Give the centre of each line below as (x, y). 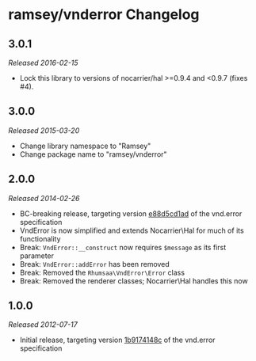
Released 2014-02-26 (44, 198)
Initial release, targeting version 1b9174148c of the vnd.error (117, 340)
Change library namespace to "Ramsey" (85, 146)
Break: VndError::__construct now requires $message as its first (123, 247)
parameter (36, 256)
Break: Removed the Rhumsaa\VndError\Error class (102, 272)
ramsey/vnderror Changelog (104, 15)
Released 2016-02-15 (43, 63)
